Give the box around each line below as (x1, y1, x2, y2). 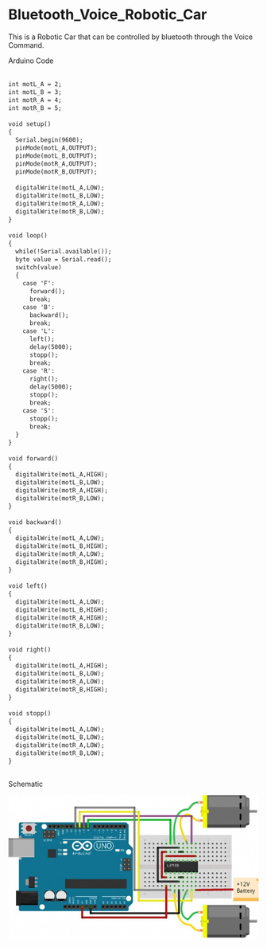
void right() (8, 645, 52, 654)
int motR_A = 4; (8, 96, 62, 104)
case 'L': (22, 327, 56, 335)
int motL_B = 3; (8, 88, 62, 96)
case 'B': (22, 303, 56, 311)
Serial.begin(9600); (15, 135, 83, 144)
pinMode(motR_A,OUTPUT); (15, 159, 98, 168)
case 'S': (22, 406, 56, 415)
